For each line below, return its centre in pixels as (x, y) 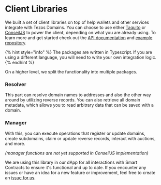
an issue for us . (20, 178)
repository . (16, 43)
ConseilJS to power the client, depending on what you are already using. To (80, 32)
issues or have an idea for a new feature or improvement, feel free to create (80, 172)
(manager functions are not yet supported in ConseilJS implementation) (77, 153)
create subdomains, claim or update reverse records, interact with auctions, (80, 138)
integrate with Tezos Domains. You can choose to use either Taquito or (75, 27)
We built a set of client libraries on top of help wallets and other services (77, 22)
